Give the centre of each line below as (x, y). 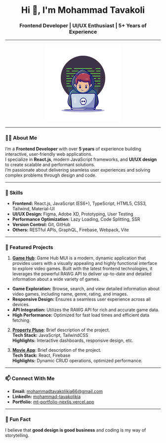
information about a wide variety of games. (56, 279)
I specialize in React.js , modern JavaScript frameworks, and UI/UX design (81, 159)
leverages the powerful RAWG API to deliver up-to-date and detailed (82, 274)
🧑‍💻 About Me (21, 138)
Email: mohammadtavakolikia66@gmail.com (57, 391)
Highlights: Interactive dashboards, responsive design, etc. (73, 341)
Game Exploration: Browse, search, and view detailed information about (86, 289)
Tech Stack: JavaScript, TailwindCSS (50, 335)
